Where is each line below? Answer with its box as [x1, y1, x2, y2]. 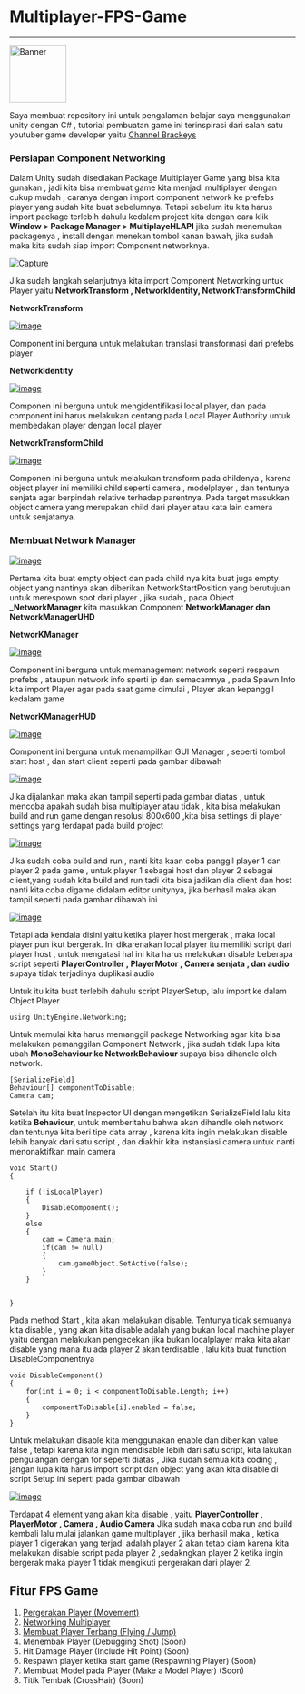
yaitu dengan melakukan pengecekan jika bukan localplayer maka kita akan [9, 1334, 292, 1345]
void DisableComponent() [9, 1371, 103, 1380]
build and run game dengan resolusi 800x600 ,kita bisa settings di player [9, 810, 283, 821]
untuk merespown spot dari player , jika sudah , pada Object [9, 591, 234, 602]
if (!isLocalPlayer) [25, 1187, 103, 1196]
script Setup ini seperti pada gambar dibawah [9, 1473, 181, 1484]
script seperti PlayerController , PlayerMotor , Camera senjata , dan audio [9, 958, 290, 969]
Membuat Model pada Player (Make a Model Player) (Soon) [22, 1665, 245, 1676]
